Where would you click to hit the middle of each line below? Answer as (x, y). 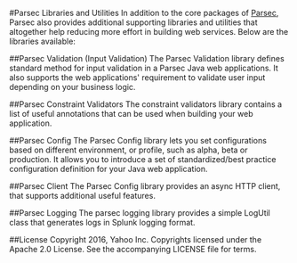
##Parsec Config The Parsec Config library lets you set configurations (138, 140)
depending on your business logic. (72, 87)
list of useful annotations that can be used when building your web (131, 114)
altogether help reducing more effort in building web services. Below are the (149, 32)
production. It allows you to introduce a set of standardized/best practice (143, 159)
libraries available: (42, 41)
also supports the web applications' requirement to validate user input (137, 78)
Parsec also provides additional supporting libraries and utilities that (133, 22)
